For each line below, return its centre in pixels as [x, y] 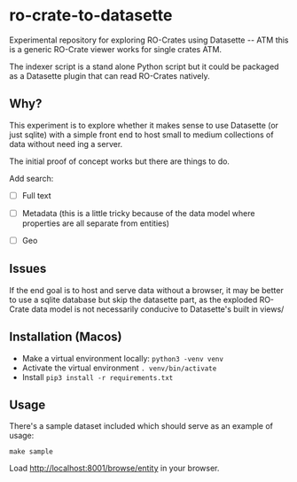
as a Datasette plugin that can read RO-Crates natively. [109, 75]
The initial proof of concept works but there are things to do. [120, 161]
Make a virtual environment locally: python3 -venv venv [123, 358]
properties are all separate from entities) [96, 223]
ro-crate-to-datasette [91, 16]
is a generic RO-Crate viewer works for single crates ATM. [116, 49]
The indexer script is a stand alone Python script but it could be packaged [144, 66]
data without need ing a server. [66, 144]
